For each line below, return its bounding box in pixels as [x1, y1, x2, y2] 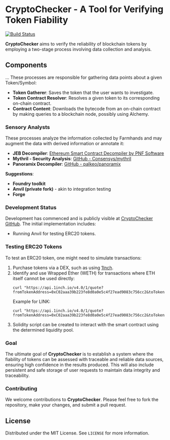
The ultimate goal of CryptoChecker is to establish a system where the [5, 350, 154, 357]
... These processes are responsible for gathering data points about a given [5, 74, 162, 80]
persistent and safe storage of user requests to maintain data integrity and [5, 367, 160, 373]
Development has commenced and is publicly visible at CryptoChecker [5, 215, 153, 222]
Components [5, 61, 47, 69]
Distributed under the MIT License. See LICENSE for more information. [5, 430, 149, 436]
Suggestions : [5, 171, 34, 177]
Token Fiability [5, 14, 68, 26]
